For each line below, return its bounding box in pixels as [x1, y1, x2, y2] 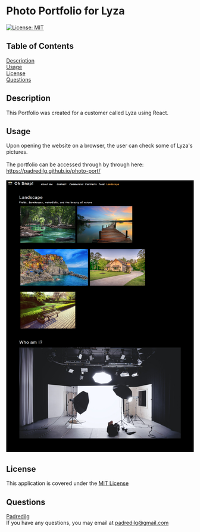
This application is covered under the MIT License [6, 480, 129, 487]
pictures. [6, 148, 28, 155]
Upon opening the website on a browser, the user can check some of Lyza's [6, 142, 193, 150]
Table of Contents [6, 41, 74, 51]
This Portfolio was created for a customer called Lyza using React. [6, 109, 168, 116]
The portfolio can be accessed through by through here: [6, 161, 144, 168]
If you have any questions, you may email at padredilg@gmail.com [6, 519, 169, 526]
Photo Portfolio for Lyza [6, 4, 125, 18]
